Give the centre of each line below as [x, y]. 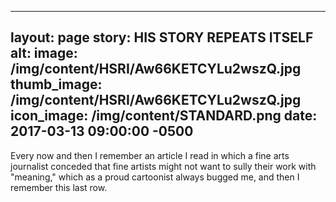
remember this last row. [59, 187]
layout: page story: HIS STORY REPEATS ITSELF [162, 37]
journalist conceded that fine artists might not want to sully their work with [163, 166]
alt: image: [44, 53]
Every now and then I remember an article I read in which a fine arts [150, 155]
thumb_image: [56, 84]
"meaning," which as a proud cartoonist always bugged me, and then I [155, 177]
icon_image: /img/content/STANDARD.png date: [164, 116]
